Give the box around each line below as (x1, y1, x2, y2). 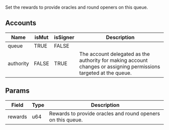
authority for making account (79, 56, 148, 63)
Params (5, 87, 30, 95)
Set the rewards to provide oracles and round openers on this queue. (5, 5, 148, 10)
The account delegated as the (79, 50, 150, 57)
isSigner (54, 34, 74, 41)
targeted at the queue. (79, 69, 132, 76)
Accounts (5, 19, 37, 27)
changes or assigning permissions (79, 63, 160, 70)
